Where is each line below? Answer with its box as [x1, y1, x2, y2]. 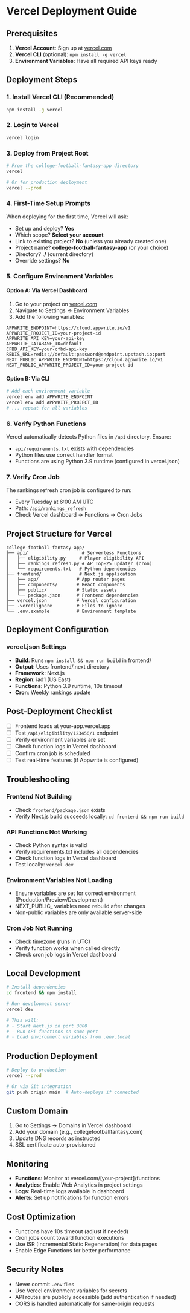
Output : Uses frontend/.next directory [14, 663, 110, 670]
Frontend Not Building [6, 793, 72, 801]
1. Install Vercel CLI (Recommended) [6, 93, 115, 101]
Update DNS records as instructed [14, 1135, 101, 1142]
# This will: [6, 1017, 39, 1023]
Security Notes [6, 1265, 65, 1275]
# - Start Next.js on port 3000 [6, 1023, 87, 1029]
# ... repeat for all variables [6, 405, 87, 411]
